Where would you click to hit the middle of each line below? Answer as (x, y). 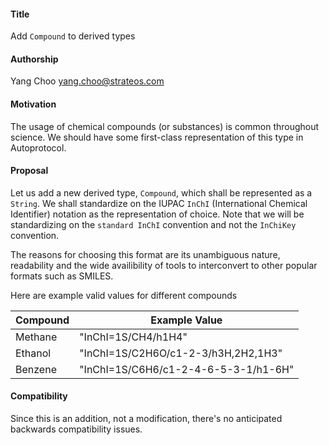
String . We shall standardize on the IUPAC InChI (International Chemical (159, 203)
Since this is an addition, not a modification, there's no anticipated (146, 419)
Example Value (186, 320)
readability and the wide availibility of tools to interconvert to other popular (164, 265)
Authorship (34, 59)
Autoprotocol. (38, 147)
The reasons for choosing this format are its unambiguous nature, (145, 254)
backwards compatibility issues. (76, 429)
